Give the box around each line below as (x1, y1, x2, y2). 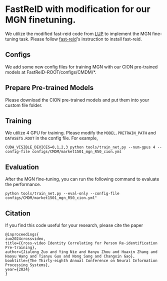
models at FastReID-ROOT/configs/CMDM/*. (5, 69, 96, 75)
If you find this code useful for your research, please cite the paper (5, 222, 143, 228)
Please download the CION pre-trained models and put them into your (5, 96, 149, 103)
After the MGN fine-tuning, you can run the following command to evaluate (5, 176, 159, 182)
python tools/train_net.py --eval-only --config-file (5, 191, 120, 196)
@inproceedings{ (5, 232, 39, 237)
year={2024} (5, 267, 30, 272)
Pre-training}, (5, 245, 37, 250)
